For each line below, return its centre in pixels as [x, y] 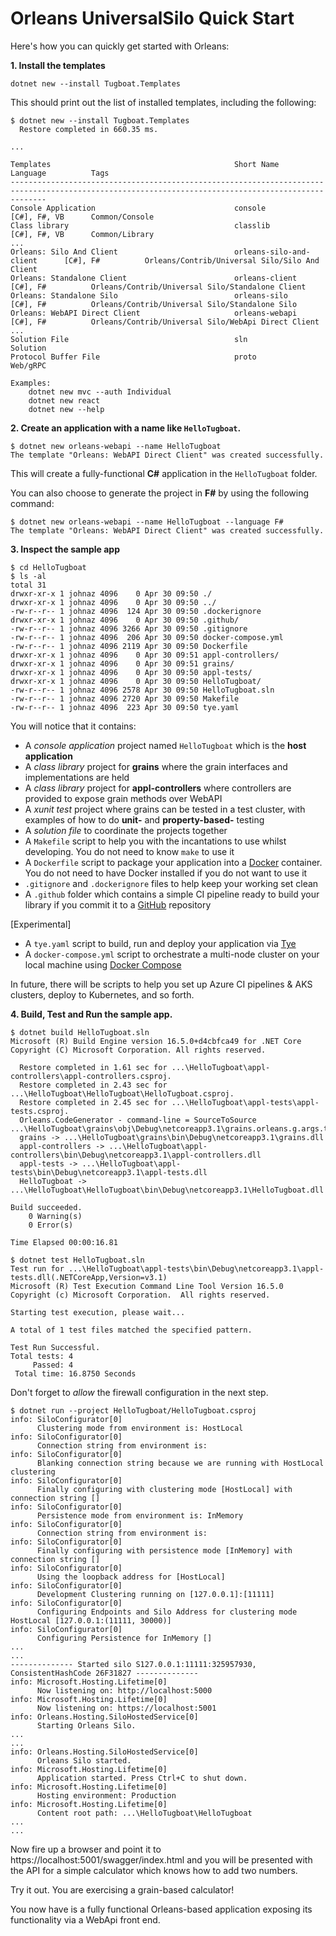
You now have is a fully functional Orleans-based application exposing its [161, 1909]
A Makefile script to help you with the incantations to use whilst [155, 841]
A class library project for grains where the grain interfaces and [156, 766]
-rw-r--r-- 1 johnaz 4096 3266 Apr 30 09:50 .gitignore [129, 628]
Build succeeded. [46, 1207]
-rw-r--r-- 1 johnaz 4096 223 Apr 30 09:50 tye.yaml [125, 707]
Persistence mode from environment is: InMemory [140, 1515]
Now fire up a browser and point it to [86, 1849]
